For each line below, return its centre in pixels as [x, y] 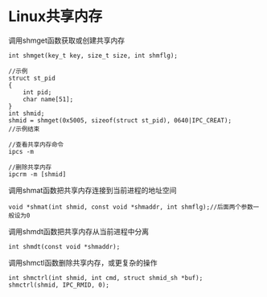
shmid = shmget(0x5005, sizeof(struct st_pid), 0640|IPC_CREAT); [120, 120]
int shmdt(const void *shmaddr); [64, 246]
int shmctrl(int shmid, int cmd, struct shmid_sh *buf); [106, 278]
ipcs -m [21, 151]
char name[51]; [48, 99]
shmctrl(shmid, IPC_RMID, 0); [59, 285]
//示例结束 [24, 129]
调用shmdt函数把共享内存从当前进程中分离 [79, 231]
